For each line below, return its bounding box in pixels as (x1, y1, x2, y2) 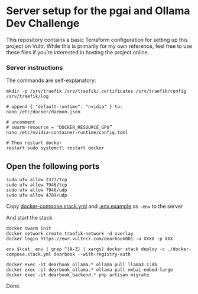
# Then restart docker (6, 140, 62, 146)
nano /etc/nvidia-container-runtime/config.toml (6, 130, 128, 136)
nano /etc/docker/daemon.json (6, 109, 81, 115)
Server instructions (6, 63, 63, 71)
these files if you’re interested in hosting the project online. (6, 48, 150, 55)
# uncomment (6, 119, 35, 125)
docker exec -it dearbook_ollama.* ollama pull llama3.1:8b (6, 262, 158, 268)
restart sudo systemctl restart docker (6, 145, 105, 151)
